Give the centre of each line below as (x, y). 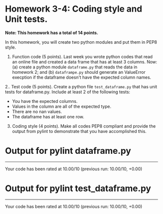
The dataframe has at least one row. (48, 116)
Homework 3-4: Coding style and (73, 9)
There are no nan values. (37, 111)
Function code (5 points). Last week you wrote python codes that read (82, 56)
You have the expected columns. (45, 101)
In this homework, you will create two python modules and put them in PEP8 (81, 42)
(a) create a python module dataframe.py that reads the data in (74, 67)
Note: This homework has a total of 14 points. (52, 33)
